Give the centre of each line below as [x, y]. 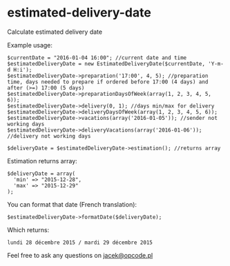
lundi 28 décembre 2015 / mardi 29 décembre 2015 [80, 243]
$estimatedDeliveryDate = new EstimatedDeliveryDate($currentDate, [106, 63]
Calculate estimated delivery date [55, 32]
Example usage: [30, 45]
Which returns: [28, 229]
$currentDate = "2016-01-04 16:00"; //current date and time [97, 58]
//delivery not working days [49, 136]
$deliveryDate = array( [41, 174]
